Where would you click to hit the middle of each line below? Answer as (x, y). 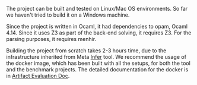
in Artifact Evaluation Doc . (38, 76)
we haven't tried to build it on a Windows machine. (68, 15)
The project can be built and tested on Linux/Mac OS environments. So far (97, 9)
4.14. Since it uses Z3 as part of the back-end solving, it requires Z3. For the (99, 33)
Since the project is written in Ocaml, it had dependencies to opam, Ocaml (97, 26)
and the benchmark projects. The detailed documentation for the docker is (97, 70)
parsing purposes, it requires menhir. (51, 39)
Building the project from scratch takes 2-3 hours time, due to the (86, 51)
